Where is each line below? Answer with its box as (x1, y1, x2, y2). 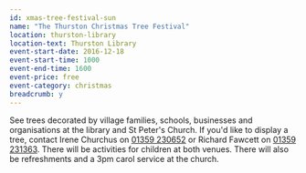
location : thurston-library (9, 30, 117, 39)
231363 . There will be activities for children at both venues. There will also (9, 143, 290, 155)
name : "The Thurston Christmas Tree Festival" (9, 22, 190, 31)
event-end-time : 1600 (9, 65, 92, 74)
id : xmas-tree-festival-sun (9, 13, 117, 23)
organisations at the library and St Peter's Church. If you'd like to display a (9, 124, 289, 135)
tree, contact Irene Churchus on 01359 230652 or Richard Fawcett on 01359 (9, 134, 297, 145)
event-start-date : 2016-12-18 (9, 47, 125, 56)
